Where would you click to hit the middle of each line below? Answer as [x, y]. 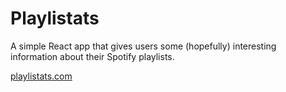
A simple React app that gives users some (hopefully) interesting [143, 46]
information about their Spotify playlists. [92, 56]
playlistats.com [41, 76]
